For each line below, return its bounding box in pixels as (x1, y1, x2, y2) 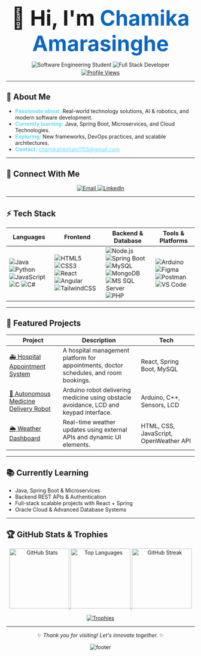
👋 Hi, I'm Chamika (11, 5, 190, 32)
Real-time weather (62, 418, 116, 426)
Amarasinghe (32, 31, 169, 57)
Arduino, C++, (141, 393, 181, 402)
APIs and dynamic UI (62, 433, 121, 441)
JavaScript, (141, 429, 173, 438)
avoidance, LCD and (62, 400, 120, 409)
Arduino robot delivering (62, 385, 132, 394)
